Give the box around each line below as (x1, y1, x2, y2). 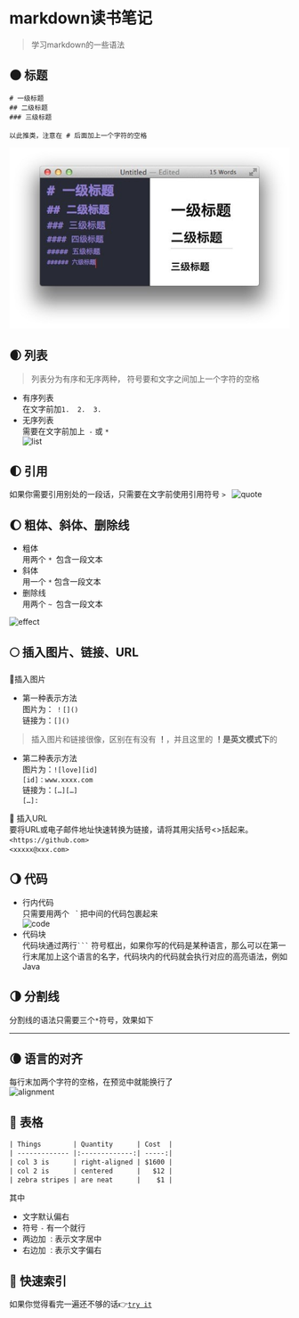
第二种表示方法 (21, 753, 77, 764)
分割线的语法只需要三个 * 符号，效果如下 (9, 1014, 154, 1025)
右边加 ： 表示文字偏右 (21, 1245, 102, 1256)
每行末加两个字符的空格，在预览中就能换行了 (9, 1077, 174, 1087)
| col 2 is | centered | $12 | (9, 1167, 174, 1176)
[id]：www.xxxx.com (21, 776, 93, 785)
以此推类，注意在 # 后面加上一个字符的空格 (9, 131, 148, 140)
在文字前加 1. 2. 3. (21, 403, 102, 414)
